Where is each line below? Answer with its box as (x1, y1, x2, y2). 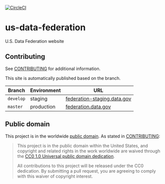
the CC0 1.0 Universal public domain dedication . (17, 153, 115, 159)
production (30, 103, 56, 110)
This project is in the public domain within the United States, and (17, 143, 148, 148)
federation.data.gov (66, 103, 111, 110)
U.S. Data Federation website (5, 38, 64, 44)
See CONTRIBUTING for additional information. (5, 66, 101, 72)
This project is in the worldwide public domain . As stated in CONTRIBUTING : (5, 133, 161, 139)
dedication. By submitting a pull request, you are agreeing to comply (17, 168, 156, 174)
